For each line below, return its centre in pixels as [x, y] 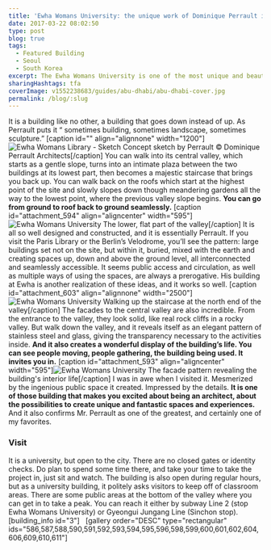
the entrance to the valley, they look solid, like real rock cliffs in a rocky [126, 319]
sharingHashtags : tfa [45, 83]
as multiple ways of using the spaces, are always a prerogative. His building [134, 276]
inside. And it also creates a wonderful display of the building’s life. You [130, 345]
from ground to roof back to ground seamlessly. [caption [105, 208]
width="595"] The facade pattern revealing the [133, 370]
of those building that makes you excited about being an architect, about [132, 396]
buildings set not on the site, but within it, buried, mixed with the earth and [132, 250]
